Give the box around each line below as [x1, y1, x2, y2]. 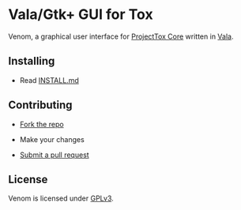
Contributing [8, 99, 73, 112]
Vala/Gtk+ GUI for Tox [8, 6, 153, 24]
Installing [8, 54, 55, 68]
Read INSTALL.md [19, 75, 79, 84]
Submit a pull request [19, 150, 89, 159]
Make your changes [19, 134, 85, 144]
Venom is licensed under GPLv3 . [8, 193, 115, 203]
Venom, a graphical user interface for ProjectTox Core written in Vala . [8, 32, 234, 41]
